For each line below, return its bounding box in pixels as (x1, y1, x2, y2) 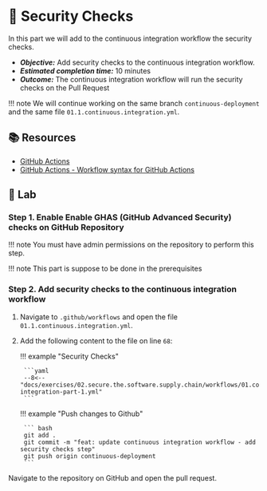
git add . (23, 431, 57, 439)
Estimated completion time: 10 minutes (19, 65, 151, 75)
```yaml (23, 366, 49, 374)
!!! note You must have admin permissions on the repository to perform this (8, 240, 254, 250)
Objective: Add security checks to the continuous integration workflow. (19, 57, 255, 67)
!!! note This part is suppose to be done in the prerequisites (8, 263, 202, 274)
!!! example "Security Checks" (19, 351, 120, 361)
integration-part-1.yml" (19, 387, 103, 396)
